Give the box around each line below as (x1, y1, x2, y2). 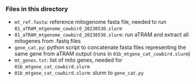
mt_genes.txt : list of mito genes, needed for (14, 56, 123, 64)
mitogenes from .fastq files (14, 38, 82, 45)
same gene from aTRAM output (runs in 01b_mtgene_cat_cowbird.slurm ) (14, 50, 191, 57)
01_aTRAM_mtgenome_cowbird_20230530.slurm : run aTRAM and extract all (14, 31, 189, 38)
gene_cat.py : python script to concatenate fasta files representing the (14, 44, 186, 51)
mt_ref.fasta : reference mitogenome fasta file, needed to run (14, 19, 167, 26)
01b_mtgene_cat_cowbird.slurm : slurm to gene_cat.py (14, 69, 144, 77)
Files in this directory (5, 5, 68, 13)
